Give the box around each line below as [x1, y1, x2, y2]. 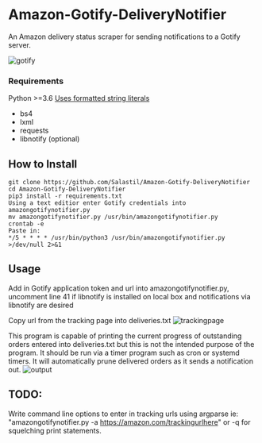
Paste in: [8, 227, 41, 235]
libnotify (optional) [19, 134, 80, 144]
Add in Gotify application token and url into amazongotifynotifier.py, [8, 283, 229, 293]
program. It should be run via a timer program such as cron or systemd [8, 348, 240, 357]
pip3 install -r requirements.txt [8, 192, 123, 200]
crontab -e [8, 220, 44, 228]
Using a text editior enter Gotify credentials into [8, 199, 187, 207]
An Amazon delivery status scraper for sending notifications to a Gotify [8, 32, 241, 41]
